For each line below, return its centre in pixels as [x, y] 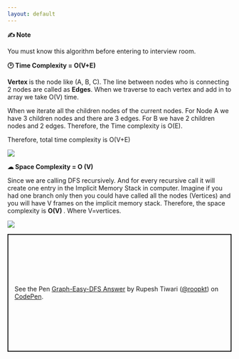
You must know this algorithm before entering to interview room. [102, 51]
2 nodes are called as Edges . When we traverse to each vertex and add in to [119, 89]
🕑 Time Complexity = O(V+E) [52, 65]
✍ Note [19, 34]
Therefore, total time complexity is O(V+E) [69, 139]
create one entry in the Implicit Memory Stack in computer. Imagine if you [115, 188]
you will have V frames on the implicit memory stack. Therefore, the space [116, 203]
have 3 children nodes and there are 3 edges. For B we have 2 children [111, 118]
